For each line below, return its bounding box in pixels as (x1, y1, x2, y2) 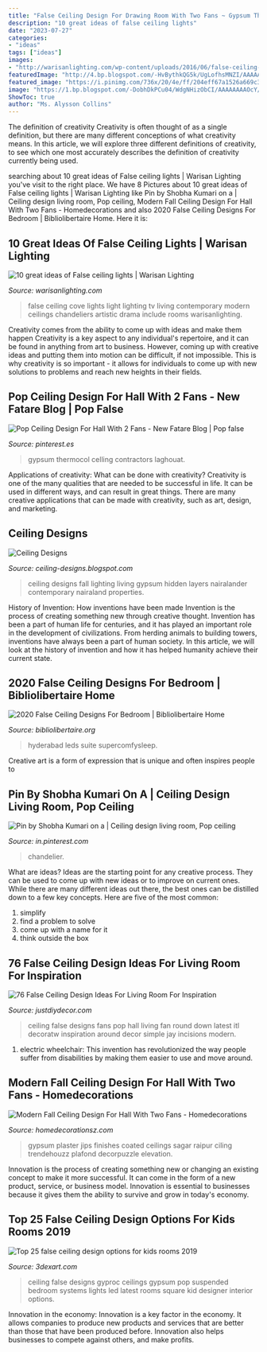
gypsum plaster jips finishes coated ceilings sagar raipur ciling (27, 1140, 233, 1150)
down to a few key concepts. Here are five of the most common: (8, 892, 219, 903)
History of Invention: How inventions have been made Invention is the (8, 602, 236, 612)
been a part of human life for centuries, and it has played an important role (8, 620, 252, 629)
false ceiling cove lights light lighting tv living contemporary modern (27, 301, 250, 310)
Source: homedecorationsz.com (8, 1125, 114, 1134)
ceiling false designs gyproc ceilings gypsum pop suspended (27, 1277, 229, 1287)
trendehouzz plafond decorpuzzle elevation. (27, 1148, 173, 1158)
